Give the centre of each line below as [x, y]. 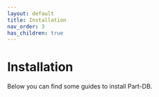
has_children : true [35, 33]
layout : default [31, 14]
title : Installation [37, 20]
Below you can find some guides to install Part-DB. [80, 87]
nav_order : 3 [26, 26]
